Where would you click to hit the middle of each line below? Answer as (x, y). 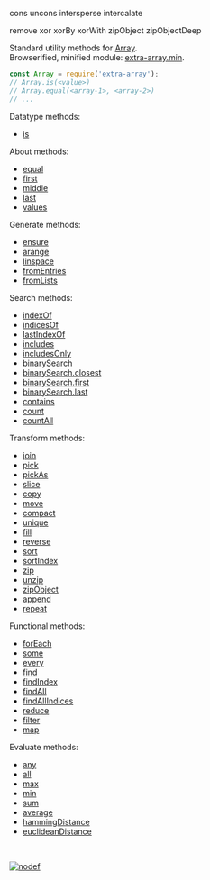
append (37, 599)
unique (35, 522)
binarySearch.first (56, 382)
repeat (35, 608)
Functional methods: (47, 626)
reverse (37, 541)
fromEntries (44, 270)
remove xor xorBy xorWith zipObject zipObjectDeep (105, 30)
